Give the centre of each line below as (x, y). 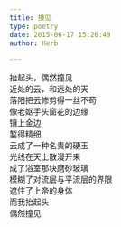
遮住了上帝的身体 (41, 191)
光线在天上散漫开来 (45, 157)
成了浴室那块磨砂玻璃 (49, 168)
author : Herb (34, 43)
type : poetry (34, 26)
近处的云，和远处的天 (49, 89)
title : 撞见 (30, 18)
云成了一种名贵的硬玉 (49, 146)
